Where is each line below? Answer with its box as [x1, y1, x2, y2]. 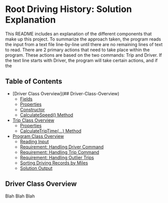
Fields [20, 96, 33, 102]
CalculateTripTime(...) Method [20, 128, 82, 134]
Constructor [20, 106, 45, 112]
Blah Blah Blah [5, 193, 35, 199]
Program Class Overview [12, 133, 64, 139]
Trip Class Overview [12, 117, 55, 123]
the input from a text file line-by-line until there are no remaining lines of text [5, 41, 163, 47]
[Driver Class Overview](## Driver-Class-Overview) [12, 90, 119, 96]
